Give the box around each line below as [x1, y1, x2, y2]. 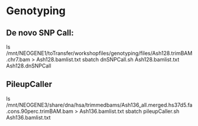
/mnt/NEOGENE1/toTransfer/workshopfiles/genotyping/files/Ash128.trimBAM [6, 50, 193, 57]
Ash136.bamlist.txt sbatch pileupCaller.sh [79, 108, 180, 115]
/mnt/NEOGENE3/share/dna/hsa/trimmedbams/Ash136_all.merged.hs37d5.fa [6, 101, 193, 108]
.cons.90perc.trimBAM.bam [6, 108, 74, 115]
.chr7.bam [6, 56, 31, 63]
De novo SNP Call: [6, 28, 74, 38]
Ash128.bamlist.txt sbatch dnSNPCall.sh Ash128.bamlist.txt [36, 56, 180, 63]
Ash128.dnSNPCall [6, 62, 51, 69]
